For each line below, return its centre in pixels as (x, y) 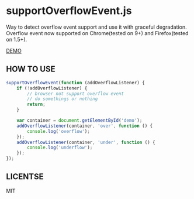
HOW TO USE (31, 69)
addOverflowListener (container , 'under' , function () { (86, 142)
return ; (36, 104)
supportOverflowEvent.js (69, 11)
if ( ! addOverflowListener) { (52, 88)
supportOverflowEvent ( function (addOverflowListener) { (75, 83)
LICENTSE (25, 177)
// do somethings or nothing (63, 99)
